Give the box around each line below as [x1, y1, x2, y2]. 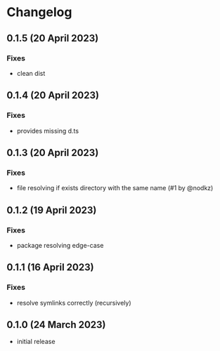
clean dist [16, 69, 46, 77]
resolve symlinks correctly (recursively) [16, 298, 131, 307]
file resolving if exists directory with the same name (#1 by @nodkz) [16, 184, 214, 192]
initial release [16, 338, 56, 346]
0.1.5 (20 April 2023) [6, 32, 99, 44]
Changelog [6, 4, 72, 20]
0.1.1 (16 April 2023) [6, 261, 94, 274]
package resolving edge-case [16, 241, 104, 249]
